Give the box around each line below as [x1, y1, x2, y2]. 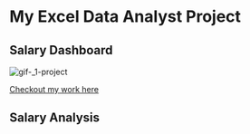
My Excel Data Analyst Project [9, 6, 242, 27]
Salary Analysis [9, 110, 101, 126]
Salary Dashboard [9, 43, 113, 58]
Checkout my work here [9, 84, 100, 94]
